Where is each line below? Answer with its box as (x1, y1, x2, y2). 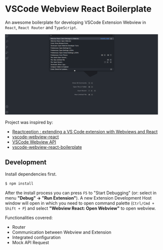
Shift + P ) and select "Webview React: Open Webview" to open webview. (5, 205, 156, 211)
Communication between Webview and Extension (12, 229, 112, 235)
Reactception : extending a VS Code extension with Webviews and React (12, 128, 158, 134)
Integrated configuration (12, 234, 61, 240)
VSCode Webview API (12, 139, 57, 145)
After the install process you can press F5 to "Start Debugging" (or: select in (5, 190, 157, 196)
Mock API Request (12, 239, 49, 245)
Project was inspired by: (5, 119, 53, 125)
